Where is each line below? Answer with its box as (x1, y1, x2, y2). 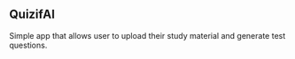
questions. (9, 40, 48, 50)
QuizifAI (9, 7, 56, 22)
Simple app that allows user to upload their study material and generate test (9, 30, 286, 41)
